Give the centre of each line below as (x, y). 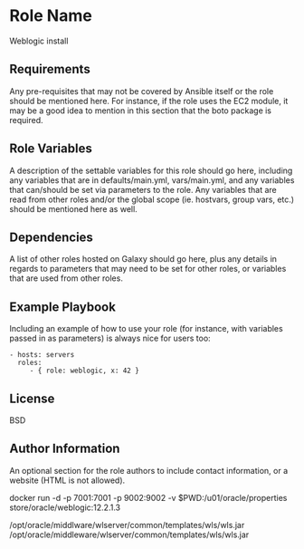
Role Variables (51, 149)
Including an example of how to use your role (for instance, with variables (146, 329)
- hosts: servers (42, 355)
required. (26, 120)
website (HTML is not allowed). (67, 480)
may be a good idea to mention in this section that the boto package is (141, 111)
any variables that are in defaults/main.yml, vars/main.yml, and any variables (152, 180)
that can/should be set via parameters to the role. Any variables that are (143, 189)
